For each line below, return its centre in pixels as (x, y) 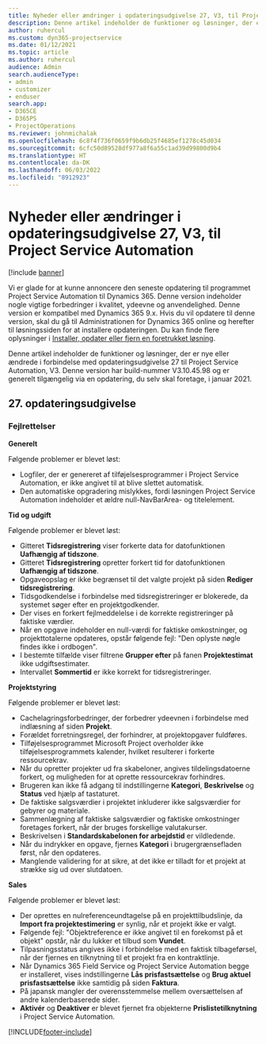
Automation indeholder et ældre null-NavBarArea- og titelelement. (127, 499)
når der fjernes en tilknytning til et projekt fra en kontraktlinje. (120, 957)
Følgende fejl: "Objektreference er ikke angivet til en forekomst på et (131, 932)
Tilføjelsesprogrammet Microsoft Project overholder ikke (112, 743)
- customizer (30, 89)
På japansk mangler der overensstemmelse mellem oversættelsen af (131, 991)
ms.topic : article (38, 52)
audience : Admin (35, 67)
